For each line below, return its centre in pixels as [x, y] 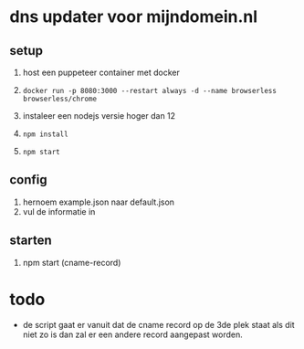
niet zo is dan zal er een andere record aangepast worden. [133, 334]
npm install [45, 134]
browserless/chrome [60, 99]
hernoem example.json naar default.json [99, 202]
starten [31, 241]
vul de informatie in [59, 211]
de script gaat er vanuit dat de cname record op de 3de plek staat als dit [158, 324]
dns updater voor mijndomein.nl [134, 17]
